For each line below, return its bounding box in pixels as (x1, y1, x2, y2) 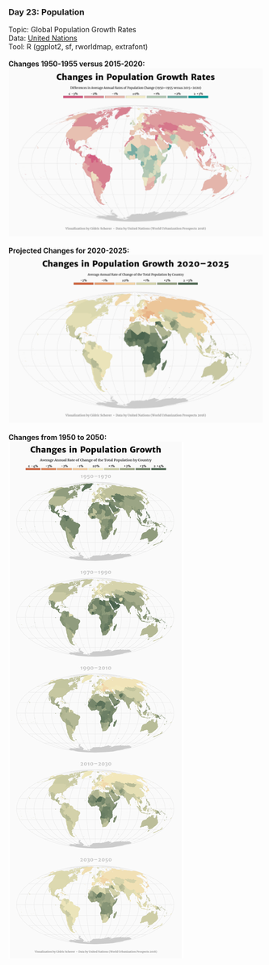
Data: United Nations (8, 33, 78, 43)
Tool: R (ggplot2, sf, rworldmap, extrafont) (8, 42, 149, 52)
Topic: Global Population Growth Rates (8, 25, 137, 35)
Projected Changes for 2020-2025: (8, 245, 130, 256)
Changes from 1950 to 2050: (8, 432, 107, 442)
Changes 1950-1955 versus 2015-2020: (8, 59, 145, 69)
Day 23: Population (8, 6, 85, 18)
